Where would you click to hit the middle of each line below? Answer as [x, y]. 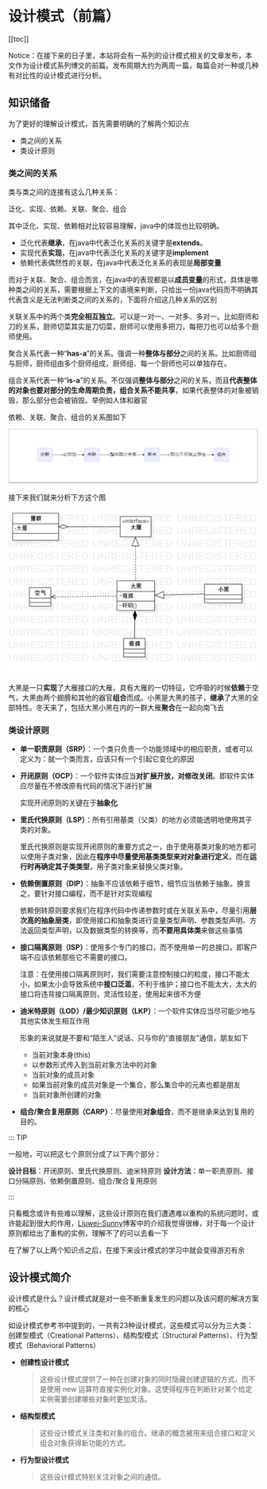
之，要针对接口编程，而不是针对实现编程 [86, 894]
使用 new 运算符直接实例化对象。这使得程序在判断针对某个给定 [149, 1389]
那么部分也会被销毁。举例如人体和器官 [85, 400]
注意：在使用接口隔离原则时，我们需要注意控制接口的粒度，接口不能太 [135, 974]
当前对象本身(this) [61, 1055]
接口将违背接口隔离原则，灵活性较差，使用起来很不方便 [110, 994]
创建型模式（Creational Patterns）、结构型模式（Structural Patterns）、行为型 [133, 1335]
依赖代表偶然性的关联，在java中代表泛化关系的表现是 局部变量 [120, 263]
